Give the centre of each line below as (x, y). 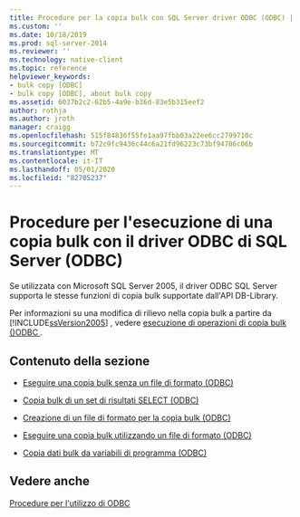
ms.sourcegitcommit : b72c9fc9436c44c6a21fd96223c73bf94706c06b (131, 144)
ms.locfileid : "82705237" (58, 177)
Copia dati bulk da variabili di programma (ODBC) (115, 453)
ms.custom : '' (36, 26)
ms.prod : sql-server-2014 (58, 43)
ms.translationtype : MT (54, 152)
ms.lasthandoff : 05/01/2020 (63, 169)
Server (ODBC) (66, 261)
